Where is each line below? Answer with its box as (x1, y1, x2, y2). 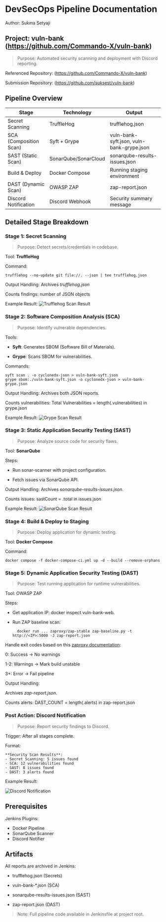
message (110, 201, 131, 208)
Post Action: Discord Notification (5, 712, 86, 719)
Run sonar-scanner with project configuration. (12, 467, 107, 473)
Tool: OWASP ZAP (5, 590, 42, 596)
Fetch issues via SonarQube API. (12, 477, 79, 483)
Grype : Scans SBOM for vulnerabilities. (12, 354, 92, 359)
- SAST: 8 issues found (5, 765, 54, 770)
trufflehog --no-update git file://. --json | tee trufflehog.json (5, 273, 147, 278)
